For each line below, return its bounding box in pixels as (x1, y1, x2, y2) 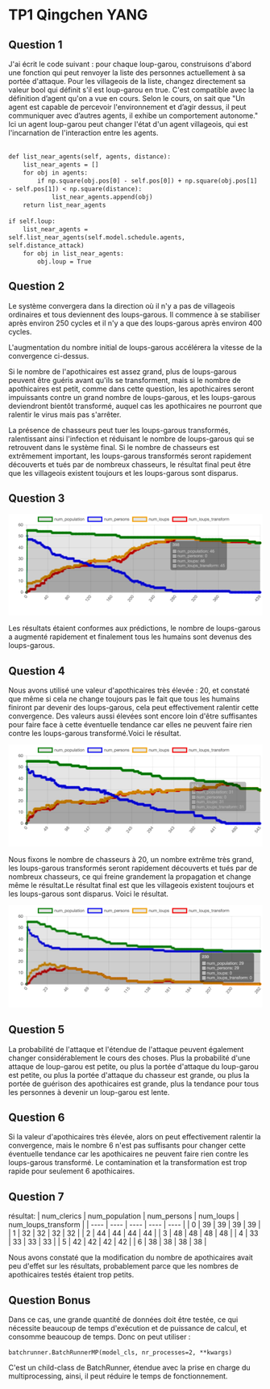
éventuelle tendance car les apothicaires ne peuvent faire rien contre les (8, 1149, 249, 1159)
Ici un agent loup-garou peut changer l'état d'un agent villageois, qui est (8, 120, 248, 128)
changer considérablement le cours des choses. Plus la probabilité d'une (8, 1053, 251, 1063)
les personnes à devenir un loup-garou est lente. (8, 1087, 170, 1096)
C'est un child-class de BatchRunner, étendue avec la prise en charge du (8, 1363, 251, 1373)
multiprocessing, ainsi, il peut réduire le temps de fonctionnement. (8, 1371, 228, 1381)
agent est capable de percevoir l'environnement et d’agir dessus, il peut (8, 103, 247, 112)
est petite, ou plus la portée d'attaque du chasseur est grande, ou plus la (8, 1070, 250, 1080)
